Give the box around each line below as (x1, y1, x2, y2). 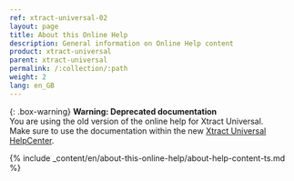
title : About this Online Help (9, 30, 128, 39)
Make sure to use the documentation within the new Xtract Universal (9, 125, 267, 136)
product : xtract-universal (9, 47, 112, 56)
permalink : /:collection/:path (9, 65, 128, 74)
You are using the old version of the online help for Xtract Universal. (9, 116, 264, 126)
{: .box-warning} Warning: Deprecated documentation (9, 106, 218, 116)
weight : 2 (9, 73, 47, 82)
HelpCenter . (9, 135, 55, 146)
